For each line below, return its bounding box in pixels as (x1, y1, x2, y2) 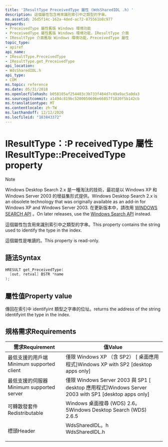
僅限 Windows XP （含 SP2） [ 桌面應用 (65, 353, 159, 360)
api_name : (5, 49, 26, 54)
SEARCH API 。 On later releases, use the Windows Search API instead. (5, 210, 151, 216)
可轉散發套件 (7, 403, 38, 410)
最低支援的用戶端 (7, 354, 48, 361)
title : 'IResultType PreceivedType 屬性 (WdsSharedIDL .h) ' (5, 7, 134, 13)
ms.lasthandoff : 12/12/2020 (5, 110, 64, 116)
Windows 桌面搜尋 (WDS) (65, 400, 126, 407)
